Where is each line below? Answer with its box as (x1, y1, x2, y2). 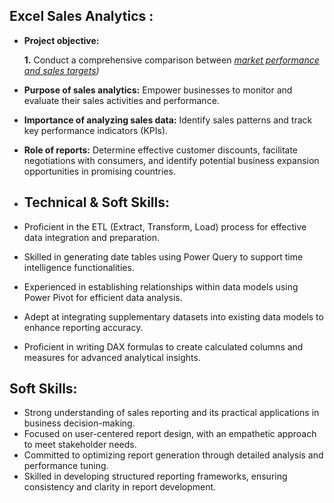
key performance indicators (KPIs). (23, 124, 169, 136)
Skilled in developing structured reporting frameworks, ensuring (23, 470, 288, 483)
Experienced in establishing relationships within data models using (23, 280, 299, 293)
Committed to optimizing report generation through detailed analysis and (23, 449, 324, 461)
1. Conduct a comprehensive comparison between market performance (23, 54, 320, 66)
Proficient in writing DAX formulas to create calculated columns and (23, 340, 304, 353)
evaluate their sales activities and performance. (23, 94, 220, 106)
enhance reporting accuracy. (23, 321, 144, 333)
